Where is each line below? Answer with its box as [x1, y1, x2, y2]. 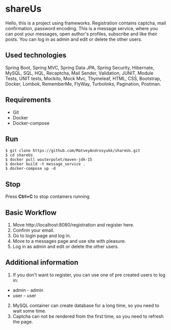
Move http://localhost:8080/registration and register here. [12, 222, 134, 227]
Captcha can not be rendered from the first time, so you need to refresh [12, 313, 164, 319]
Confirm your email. [12, 227, 55, 233]
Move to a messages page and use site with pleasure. [12, 238, 126, 244]
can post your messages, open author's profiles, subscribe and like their [5, 31, 158, 37]
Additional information [5, 258, 79, 267]
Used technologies [5, 51, 67, 60]
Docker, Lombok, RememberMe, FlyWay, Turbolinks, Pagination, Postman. [5, 81, 161, 87]
